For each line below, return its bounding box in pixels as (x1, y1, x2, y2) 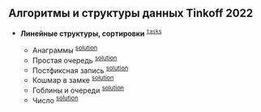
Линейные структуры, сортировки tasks (19, 28, 162, 38)
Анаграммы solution (32, 44, 98, 55)
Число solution (32, 93, 79, 105)
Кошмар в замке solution (32, 74, 114, 85)
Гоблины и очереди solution (32, 84, 124, 95)
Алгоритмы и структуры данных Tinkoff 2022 (8, 6, 254, 20)
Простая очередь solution (32, 54, 118, 65)
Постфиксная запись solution (32, 64, 129, 75)
